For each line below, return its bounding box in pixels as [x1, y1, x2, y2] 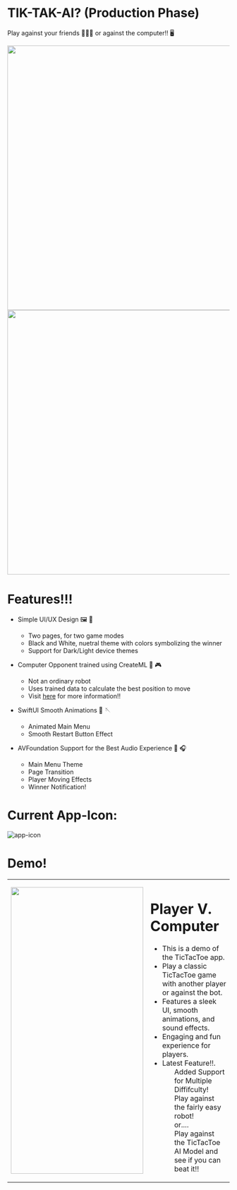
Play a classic [162, 961, 207, 971]
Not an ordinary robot [28, 676, 91, 685]
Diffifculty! [174, 1084, 209, 1094]
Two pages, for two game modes [28, 631, 125, 640]
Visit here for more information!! [28, 691, 121, 700]
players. [162, 1049, 189, 1059]
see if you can [174, 1155, 221, 1165]
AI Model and [174, 1146, 219, 1156]
